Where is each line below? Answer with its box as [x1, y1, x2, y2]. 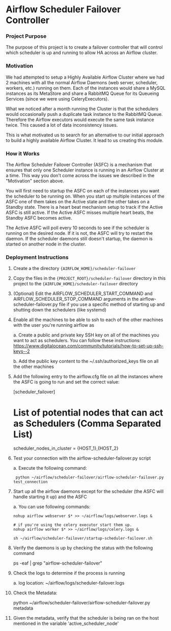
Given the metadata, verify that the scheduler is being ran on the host [13, 615, 159, 621]
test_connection [13, 479, 48, 484]
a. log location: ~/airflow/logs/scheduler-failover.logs [13, 580, 125, 586]
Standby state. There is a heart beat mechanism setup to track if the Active [6, 204, 163, 210]
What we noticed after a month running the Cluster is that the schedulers [6, 106, 159, 112]
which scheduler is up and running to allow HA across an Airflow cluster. [6, 50, 158, 56]
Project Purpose [6, 33, 47, 40]
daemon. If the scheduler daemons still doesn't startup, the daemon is [6, 236, 153, 242]
